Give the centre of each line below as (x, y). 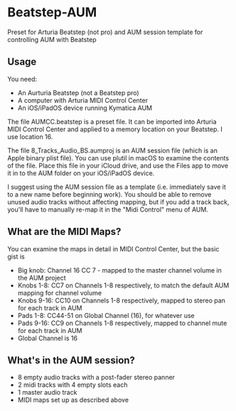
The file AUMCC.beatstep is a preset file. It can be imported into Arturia (112, 121)
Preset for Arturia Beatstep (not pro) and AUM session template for (105, 32)
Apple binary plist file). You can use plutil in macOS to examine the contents (118, 158)
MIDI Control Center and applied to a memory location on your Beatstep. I (115, 129)
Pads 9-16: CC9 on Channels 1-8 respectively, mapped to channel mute (122, 323)
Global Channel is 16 (48, 338)
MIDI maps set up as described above (73, 400)
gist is (16, 256)
